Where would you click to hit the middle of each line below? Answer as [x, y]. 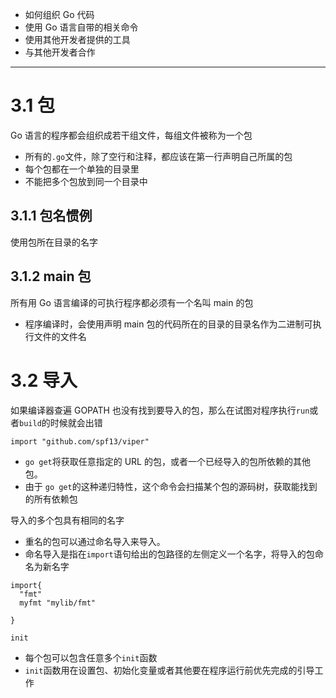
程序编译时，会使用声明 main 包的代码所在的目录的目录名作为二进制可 [168, 324]
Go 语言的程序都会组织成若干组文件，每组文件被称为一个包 [131, 135]
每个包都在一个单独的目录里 [82, 169]
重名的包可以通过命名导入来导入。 [95, 541]
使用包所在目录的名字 [54, 242]
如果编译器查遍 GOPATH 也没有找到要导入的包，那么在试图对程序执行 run [160, 410]
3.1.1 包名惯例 [51, 216]
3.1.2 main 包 [51, 276]
